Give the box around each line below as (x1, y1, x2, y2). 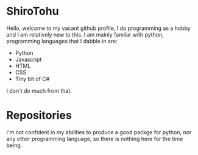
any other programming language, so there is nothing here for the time (6, 135, 183, 142)
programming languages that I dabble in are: (6, 37, 118, 45)
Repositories (6, 109, 72, 123)
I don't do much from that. (6, 87, 72, 94)
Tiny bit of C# (15, 75, 50, 82)
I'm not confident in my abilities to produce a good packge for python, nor (6, 128, 192, 135)
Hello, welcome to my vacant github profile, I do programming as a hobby (6, 24, 191, 32)
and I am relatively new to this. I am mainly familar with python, (6, 31, 164, 38)
